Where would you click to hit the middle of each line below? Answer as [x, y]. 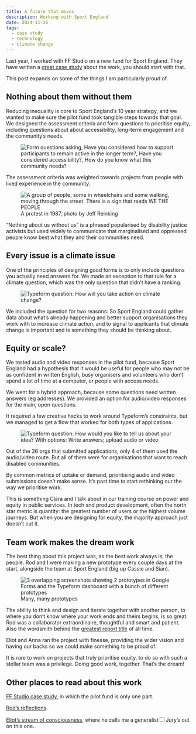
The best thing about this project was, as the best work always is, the [90, 557]
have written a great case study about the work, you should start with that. [96, 67]
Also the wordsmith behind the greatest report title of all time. [80, 629]
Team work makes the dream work [70, 542]
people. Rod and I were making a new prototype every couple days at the [94, 562]
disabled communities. [33, 464]
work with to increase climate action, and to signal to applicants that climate [97, 323]
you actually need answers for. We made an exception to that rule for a [91, 276]
